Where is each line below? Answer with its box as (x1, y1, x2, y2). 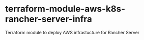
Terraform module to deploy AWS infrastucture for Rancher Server (5, 29, 140, 35)
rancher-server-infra (5, 13, 92, 25)
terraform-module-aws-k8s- (5, 3, 125, 14)
